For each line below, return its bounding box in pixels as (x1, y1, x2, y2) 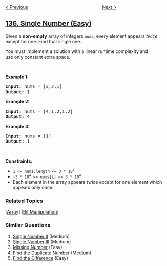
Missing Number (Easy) (12, 244, 62, 251)
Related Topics (5, 197, 44, 204)
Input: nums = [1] (5, 133, 52, 139)
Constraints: (5, 158, 33, 164)
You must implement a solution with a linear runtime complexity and (5, 48, 149, 55)
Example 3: (5, 123, 30, 129)
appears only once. (12, 184, 54, 190)
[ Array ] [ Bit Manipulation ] (5, 209, 59, 215)
